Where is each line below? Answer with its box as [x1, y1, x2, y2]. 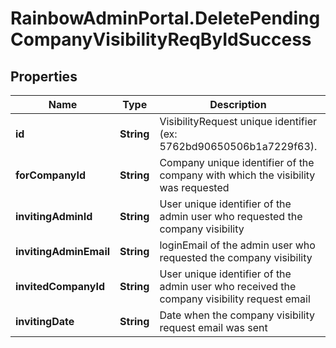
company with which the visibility [159, 168, 316, 182]
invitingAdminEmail [15, 245, 111, 258]
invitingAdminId [15, 210, 93, 223]
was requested [159, 181, 230, 194]
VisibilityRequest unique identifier [159, 115, 317, 128]
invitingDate [15, 315, 75, 328]
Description [209, 98, 267, 111]
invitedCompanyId [15, 280, 105, 293]
